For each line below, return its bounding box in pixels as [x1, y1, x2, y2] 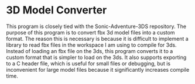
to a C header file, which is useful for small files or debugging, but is [6, 60, 171, 67]
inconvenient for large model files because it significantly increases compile [6, 66, 190, 73]
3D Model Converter [6, 3, 107, 17]
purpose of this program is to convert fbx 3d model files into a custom [6, 29, 175, 36]
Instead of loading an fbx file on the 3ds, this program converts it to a [6, 47, 173, 54]
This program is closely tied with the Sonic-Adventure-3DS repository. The [6, 23, 186, 30]
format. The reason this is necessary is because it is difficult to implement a [6, 35, 189, 42]
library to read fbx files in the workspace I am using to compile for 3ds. [6, 41, 177, 48]
